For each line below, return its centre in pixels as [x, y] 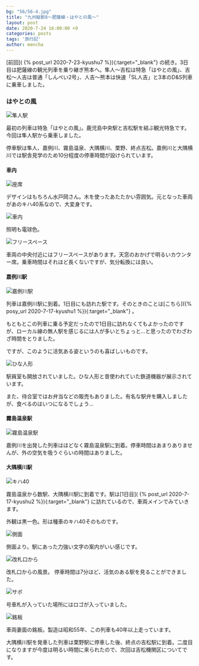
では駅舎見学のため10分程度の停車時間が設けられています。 [84, 155]
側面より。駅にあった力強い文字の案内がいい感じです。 [73, 546]
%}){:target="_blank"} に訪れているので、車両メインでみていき [113, 501]
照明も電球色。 [24, 229]
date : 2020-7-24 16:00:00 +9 [42, 28]
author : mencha [25, 45]
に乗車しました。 [27, 84]
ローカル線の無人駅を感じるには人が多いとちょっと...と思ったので [96, 331]
